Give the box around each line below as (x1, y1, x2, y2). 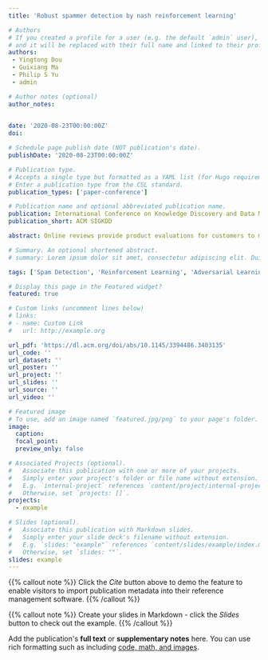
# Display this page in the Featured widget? (8, 282, 162, 290)
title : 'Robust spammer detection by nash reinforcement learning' (8, 11, 238, 20)
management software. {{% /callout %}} (8, 594, 141, 604)
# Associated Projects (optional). (8, 459, 127, 467)
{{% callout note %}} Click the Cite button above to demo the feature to (8, 578, 243, 587)
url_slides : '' (8, 378, 59, 386)
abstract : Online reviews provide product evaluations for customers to (8, 232, 255, 240)
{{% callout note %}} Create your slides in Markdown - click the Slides (8, 610, 239, 620)
